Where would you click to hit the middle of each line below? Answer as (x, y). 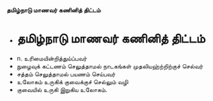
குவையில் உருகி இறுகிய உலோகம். (62, 89)
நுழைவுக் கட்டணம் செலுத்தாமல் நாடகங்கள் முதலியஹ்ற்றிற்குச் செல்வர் (110, 66)
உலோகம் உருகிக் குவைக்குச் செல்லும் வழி (72, 81)
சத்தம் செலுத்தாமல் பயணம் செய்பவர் (66, 74)
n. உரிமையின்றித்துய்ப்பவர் (52, 58)
